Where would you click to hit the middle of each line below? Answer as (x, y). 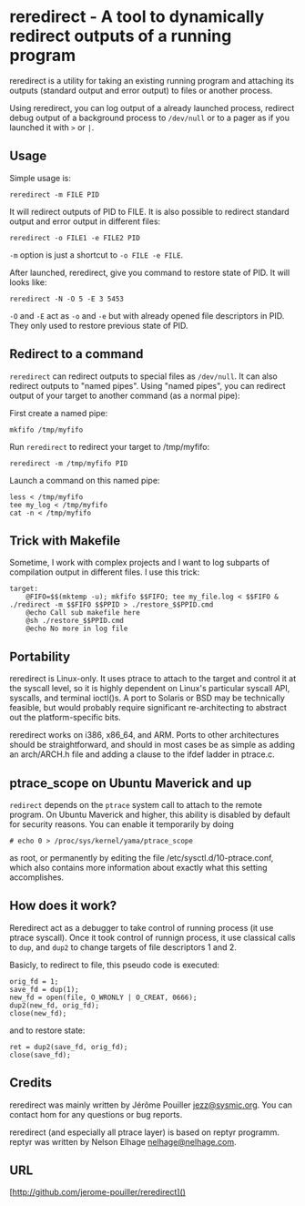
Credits (31, 1083)
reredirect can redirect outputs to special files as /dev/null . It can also (143, 376)
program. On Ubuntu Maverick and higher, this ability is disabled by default (150, 814)
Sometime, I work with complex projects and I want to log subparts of (140, 563)
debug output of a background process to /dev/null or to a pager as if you (149, 118)
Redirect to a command (76, 354)
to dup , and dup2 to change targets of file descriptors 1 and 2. (123, 947)
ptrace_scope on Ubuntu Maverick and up (131, 783)
